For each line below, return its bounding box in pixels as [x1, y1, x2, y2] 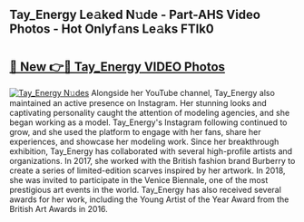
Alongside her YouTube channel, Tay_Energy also [91, 88, 275, 98]
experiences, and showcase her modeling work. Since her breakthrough [9, 136, 279, 147]
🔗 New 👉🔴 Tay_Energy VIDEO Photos [9, 59, 225, 74]
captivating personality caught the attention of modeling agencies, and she [9, 108, 290, 118]
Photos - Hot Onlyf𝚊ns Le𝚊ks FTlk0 [9, 22, 215, 37]
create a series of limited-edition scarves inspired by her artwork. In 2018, [9, 165, 286, 176]
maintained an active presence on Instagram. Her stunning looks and [9, 98, 268, 108]
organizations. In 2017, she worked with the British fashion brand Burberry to [9, 156, 296, 166]
